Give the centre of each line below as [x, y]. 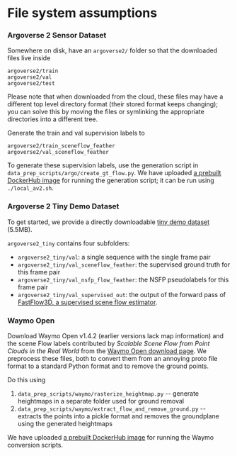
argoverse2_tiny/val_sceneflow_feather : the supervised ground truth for [124, 265]
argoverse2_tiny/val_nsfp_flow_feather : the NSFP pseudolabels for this [123, 279]
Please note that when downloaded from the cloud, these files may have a [115, 96]
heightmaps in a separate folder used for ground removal [101, 401]
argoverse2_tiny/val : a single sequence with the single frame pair [114, 257]
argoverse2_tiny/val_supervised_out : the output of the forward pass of [122, 294]
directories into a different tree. [53, 119]
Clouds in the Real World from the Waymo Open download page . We [107, 351]
